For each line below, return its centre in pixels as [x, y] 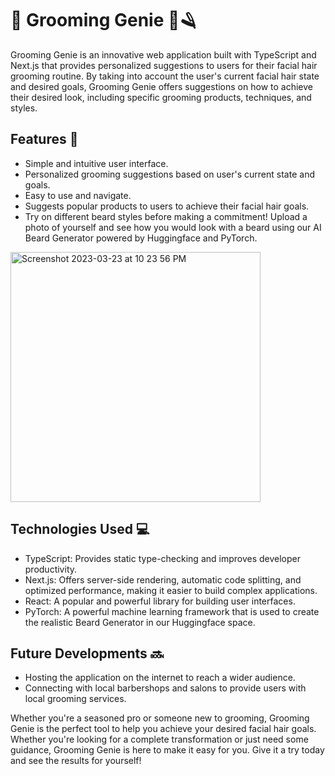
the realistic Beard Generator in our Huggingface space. [140, 622]
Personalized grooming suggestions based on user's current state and [169, 174]
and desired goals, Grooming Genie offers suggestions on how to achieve [161, 86]
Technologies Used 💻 [80, 529]
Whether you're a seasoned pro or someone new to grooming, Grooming [160, 718]
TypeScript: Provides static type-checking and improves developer [163, 558]
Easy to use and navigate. [78, 195]
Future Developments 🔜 [87, 653]
